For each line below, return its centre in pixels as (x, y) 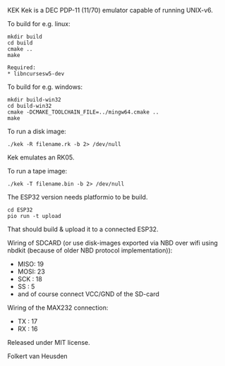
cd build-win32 (30, 106)
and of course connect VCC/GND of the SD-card (89, 294)
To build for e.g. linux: (39, 24)
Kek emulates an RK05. (41, 157)
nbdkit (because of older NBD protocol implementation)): (90, 250)
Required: (22, 68)
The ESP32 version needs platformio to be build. (78, 197)
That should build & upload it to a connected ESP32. (83, 229)
